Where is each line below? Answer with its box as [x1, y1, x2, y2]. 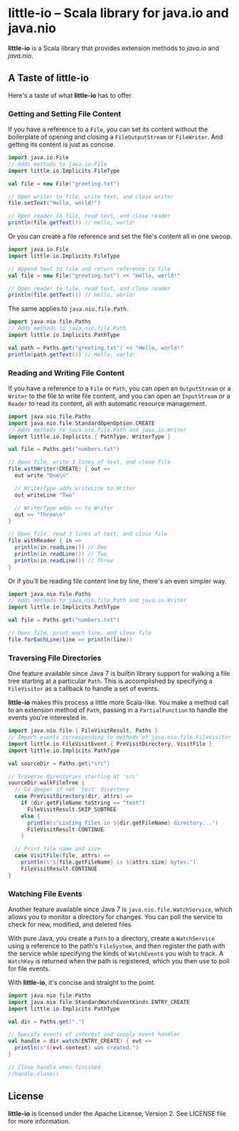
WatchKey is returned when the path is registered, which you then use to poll [8, 956, 230, 965]
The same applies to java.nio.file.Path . [8, 305, 129, 313]
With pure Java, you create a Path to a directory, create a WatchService [8, 933, 216, 943]
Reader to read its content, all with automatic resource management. [8, 399, 207, 407]
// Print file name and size [14, 846, 101, 853]
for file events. [8, 964, 51, 973]
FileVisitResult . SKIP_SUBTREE [26, 806, 117, 813]
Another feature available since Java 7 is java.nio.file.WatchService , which [8, 905, 233, 913]
